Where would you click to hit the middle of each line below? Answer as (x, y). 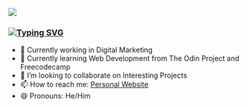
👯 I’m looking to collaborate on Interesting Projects (103, 75)
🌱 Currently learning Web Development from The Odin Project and (130, 58)
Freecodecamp (45, 67)
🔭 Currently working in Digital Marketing (86, 50)
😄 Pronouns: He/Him (55, 96)
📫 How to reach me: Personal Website (84, 85)
